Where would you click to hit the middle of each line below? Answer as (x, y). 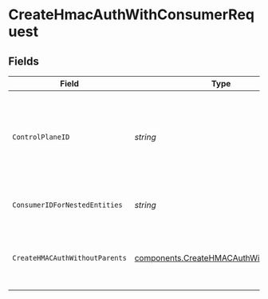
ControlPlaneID (41, 137)
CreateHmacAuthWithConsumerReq (132, 15)
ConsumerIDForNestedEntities (67, 205)
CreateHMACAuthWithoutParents (70, 258)
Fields (24, 61)
